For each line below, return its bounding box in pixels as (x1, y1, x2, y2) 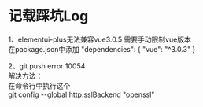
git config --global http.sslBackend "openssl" (8, 90, 155, 99)
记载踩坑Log (8, 7, 89, 25)
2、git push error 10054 (8, 61, 86, 71)
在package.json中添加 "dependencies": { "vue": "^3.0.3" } (8, 44, 196, 53)
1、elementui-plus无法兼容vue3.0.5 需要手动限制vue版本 (8, 35, 191, 44)
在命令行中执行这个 (8, 80, 71, 90)
